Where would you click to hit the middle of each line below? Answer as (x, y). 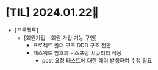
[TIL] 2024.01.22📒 (52, 12)
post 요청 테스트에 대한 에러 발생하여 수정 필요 (97, 60)
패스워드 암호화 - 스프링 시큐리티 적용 (77, 53)
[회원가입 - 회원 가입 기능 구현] (60, 37)
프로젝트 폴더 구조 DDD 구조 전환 (72, 45)
